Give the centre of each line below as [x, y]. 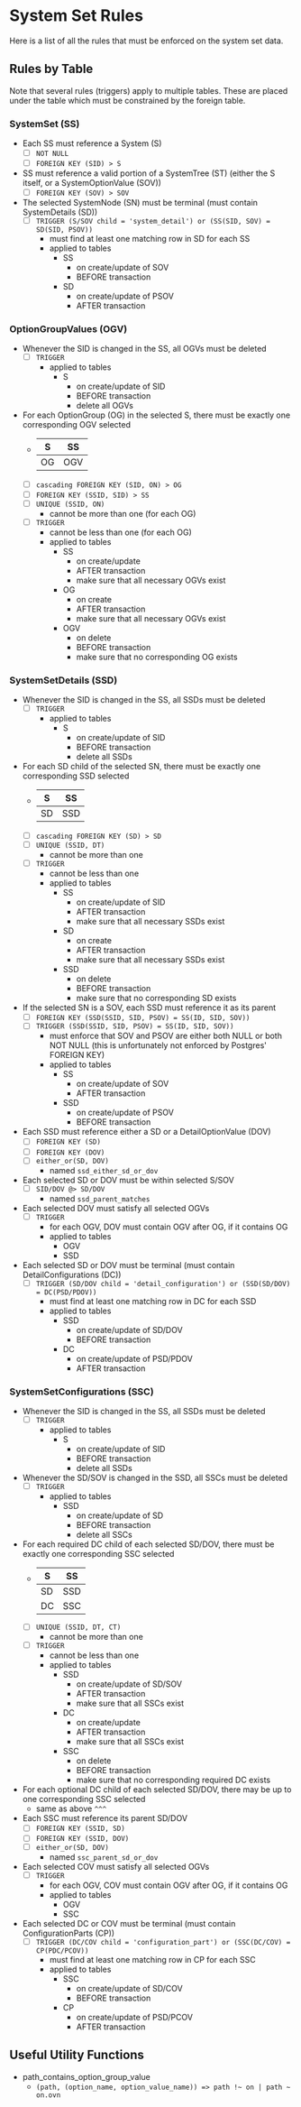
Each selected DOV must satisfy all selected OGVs [116, 1209]
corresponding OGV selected [76, 425]
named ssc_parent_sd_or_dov [104, 1857]
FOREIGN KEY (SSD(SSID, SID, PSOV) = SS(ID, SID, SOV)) [143, 1017]
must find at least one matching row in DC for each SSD [153, 1301]
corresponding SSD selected [76, 776]
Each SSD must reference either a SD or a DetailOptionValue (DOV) [146, 1132]
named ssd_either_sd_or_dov [104, 1171]
